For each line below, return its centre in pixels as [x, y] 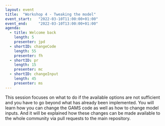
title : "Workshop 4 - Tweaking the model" [51, 14]
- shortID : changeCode [33, 46]
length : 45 [25, 79]
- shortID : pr [24, 60]
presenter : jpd [30, 42]
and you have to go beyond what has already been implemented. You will [80, 102]
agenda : [13, 28]
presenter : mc [28, 70]
